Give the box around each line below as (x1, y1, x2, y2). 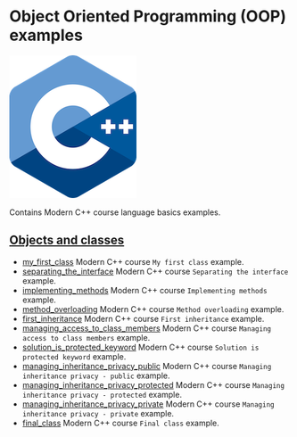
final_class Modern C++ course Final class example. (21, 417, 220, 428)
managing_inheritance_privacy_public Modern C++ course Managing (21, 360, 272, 371)
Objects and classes (9, 233, 125, 248)
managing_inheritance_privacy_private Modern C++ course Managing (21, 399, 275, 409)
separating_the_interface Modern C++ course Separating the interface (21, 266, 289, 276)
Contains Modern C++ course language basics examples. (9, 207, 221, 218)
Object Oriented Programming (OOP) (9, 6, 287, 27)
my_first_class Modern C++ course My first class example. (21, 256, 244, 267)
